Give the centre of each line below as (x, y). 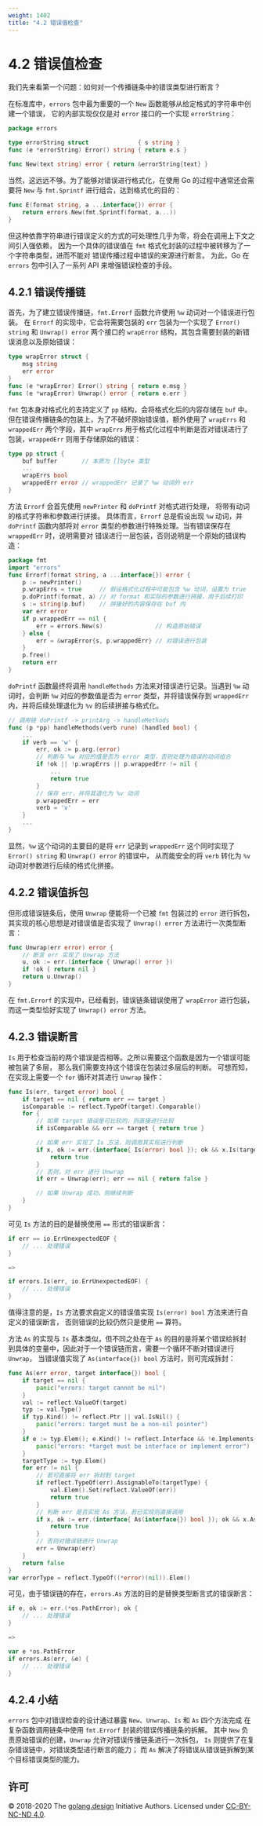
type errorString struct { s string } (94, 143)
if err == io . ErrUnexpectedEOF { (63, 1239)
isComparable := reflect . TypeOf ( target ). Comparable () (112, 1107)
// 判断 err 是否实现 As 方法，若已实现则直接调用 (110, 1512)
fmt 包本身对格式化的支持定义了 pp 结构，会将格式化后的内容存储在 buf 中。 (130, 409)
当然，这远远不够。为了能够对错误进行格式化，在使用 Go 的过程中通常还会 (128, 180)
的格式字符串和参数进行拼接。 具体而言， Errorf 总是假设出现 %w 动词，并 (126, 516)
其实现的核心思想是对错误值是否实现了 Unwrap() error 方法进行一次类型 (124, 923)
